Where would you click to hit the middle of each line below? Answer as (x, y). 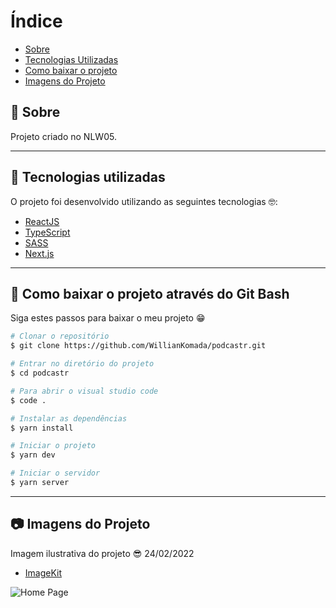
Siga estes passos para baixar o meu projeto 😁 (108, 318)
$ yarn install (42, 428)
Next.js (39, 253)
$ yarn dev (33, 455)
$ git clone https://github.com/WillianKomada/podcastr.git (138, 346)
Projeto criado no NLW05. (63, 136)
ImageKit (43, 572)
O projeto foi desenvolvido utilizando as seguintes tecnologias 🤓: (144, 201)
